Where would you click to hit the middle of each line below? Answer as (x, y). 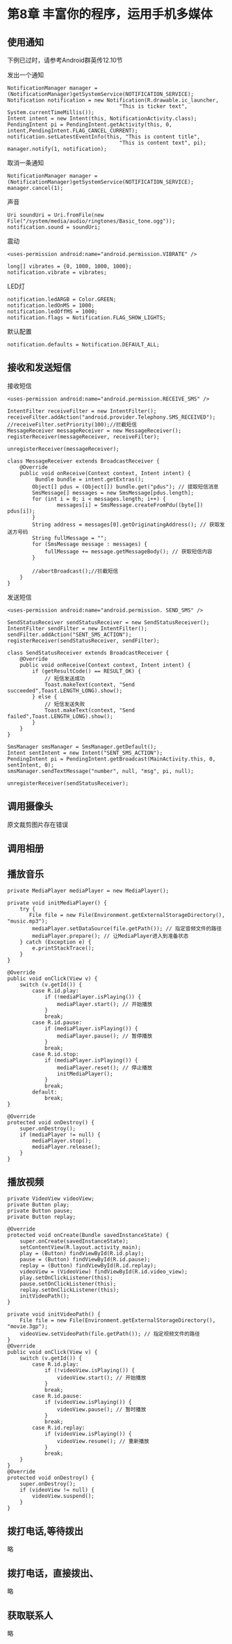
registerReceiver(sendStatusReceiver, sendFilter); (83, 641)
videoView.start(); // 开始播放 (101, 1378)
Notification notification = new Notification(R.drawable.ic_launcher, (113, 100)
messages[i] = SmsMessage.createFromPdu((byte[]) (130, 505)
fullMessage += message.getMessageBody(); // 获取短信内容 (129, 551)
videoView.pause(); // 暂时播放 (101, 1410)
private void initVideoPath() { (54, 1314)
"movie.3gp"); (28, 1326)
